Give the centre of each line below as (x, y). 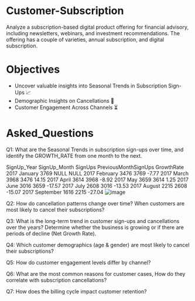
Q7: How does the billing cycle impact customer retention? (76, 291)
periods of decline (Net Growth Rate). (51, 234)
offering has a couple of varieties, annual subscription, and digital (85, 39)
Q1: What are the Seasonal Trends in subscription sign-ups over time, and (95, 149)
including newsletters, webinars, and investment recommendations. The (93, 33)
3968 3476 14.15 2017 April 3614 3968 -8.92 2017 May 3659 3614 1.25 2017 (97, 180)
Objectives (33, 70)
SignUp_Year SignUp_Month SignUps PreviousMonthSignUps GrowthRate (95, 167)
